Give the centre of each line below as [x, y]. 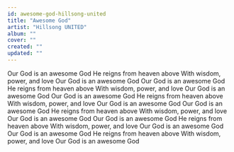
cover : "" [22, 40]
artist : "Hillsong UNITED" [47, 27]
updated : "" [25, 54]
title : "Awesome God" [39, 21]
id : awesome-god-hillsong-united [57, 14]
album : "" [22, 34]
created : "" [25, 47]
